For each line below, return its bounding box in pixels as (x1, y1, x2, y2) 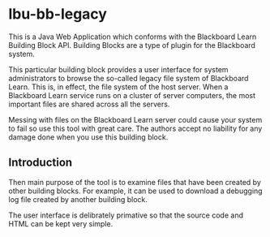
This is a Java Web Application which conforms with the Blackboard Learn (8, 32, 257, 41)
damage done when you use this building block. (8, 131, 169, 142)
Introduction (8, 156, 73, 170)
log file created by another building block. (8, 194, 148, 204)
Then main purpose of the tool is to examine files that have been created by (8, 177, 262, 187)
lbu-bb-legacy (8, 5, 108, 24)
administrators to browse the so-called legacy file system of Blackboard (8, 73, 249, 83)
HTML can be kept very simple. (8, 218, 114, 228)
